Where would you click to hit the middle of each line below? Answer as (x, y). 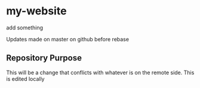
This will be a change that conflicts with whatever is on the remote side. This (100, 72)
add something (25, 28)
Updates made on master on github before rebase (68, 39)
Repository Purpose (44, 58)
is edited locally (25, 78)
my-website (36, 11)
